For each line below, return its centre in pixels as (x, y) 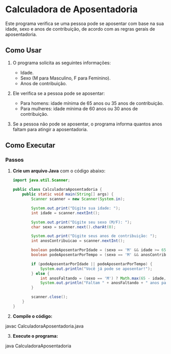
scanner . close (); (50, 297)
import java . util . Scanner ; (41, 180)
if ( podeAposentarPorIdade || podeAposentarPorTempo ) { (92, 264)
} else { (41, 273)
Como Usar (23, 50)
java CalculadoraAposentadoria (38, 346)
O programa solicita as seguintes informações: (62, 63)
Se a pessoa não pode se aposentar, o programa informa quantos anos (87, 124)
